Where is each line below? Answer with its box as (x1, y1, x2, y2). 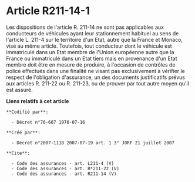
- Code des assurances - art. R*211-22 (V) (11, 166, 119, 171)
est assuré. (6, 86, 33, 93)
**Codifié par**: (6, 109, 49, 115)
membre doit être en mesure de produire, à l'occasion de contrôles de (6, 61, 176, 68)
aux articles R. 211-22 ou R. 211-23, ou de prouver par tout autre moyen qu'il (6, 80, 190, 87)
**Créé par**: (6, 130, 41, 135)
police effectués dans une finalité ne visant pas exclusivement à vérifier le (6, 67, 185, 74)
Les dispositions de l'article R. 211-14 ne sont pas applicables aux (6, 24, 164, 31)
